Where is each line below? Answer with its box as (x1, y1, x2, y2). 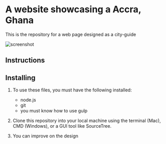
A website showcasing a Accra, (5, 4, 141, 15)
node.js (20, 97, 36, 103)
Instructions (5, 56, 45, 65)
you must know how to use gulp (20, 108, 88, 114)
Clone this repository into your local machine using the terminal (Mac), (12, 117, 161, 124)
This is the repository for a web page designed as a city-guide (5, 31, 136, 37)
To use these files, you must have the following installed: (12, 87, 132, 93)
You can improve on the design (12, 133, 79, 139)
